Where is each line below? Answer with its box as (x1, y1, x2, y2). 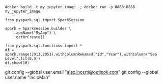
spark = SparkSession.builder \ (5, 26, 71, 31)
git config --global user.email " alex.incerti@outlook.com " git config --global (5, 69, 159, 75)
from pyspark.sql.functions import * (5, 43, 82, 48)
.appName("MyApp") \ (14, 30, 56, 35)
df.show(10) (5, 60, 29, 65)
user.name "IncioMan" (5, 74, 51, 80)
